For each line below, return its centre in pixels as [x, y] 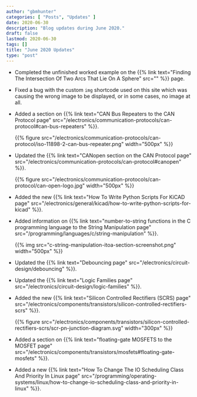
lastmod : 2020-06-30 [31, 39]
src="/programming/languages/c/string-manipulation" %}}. [86, 233]
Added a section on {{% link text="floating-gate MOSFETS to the [93, 339]
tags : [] [17, 45]
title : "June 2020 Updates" [41, 50]
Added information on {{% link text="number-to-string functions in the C [103, 221]
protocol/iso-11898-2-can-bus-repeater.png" [69, 144]
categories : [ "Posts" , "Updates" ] [51, 17]
